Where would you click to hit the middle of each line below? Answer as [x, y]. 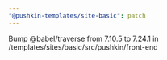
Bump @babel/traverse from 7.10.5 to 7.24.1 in [83, 38]
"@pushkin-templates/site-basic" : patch [77, 16]
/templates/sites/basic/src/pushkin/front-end [83, 47]
